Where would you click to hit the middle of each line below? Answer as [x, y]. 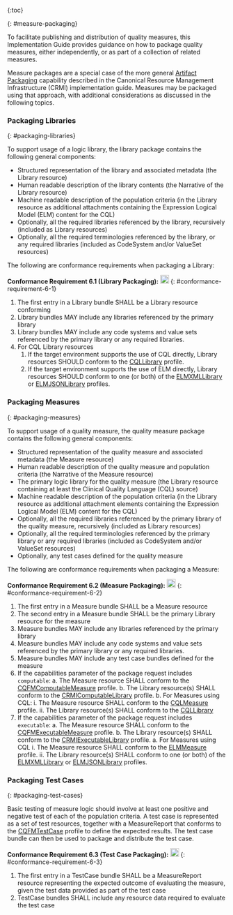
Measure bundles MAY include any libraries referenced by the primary [118, 628]
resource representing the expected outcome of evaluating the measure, [121, 883]
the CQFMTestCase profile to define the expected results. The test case [110, 831]
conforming [34, 310]
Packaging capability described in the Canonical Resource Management [111, 80]
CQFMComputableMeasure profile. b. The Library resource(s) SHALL [116, 687]
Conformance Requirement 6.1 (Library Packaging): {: [91, 281]
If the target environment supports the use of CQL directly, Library [122, 355]
